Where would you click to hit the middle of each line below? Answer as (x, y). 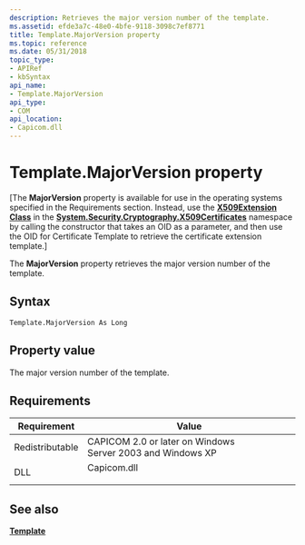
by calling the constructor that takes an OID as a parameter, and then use (146, 226)
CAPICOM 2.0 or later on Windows (161, 441)
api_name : (28, 85)
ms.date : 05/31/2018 (49, 52)
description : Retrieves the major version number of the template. (140, 18)
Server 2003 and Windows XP (152, 453)
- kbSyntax (30, 77)
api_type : (28, 102)
